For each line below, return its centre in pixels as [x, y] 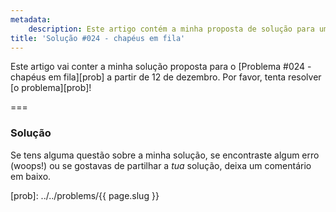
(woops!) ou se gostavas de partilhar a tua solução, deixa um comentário [161, 165]
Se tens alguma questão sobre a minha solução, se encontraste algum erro [165, 155]
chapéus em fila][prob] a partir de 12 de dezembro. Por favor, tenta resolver [166, 77]
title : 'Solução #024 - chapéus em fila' [98, 38]
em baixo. [31, 176]
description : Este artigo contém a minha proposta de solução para [171, 29]
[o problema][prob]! [51, 88]
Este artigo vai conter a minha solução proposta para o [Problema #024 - [161, 67]
